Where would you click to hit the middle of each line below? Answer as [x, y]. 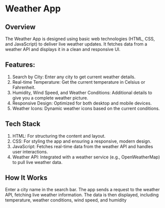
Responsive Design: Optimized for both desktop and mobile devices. [82, 103]
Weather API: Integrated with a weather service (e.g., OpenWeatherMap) [86, 157]
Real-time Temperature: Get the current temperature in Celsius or [79, 82]
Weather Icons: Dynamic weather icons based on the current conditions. [86, 108]
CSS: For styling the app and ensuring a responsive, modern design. [82, 141]
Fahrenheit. [24, 87]
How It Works [26, 178]
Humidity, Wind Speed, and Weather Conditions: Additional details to [82, 93]
